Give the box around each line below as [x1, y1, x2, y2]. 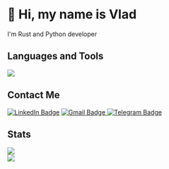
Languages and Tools [7, 50, 104, 62]
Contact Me [7, 89, 60, 101]
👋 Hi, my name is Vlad [7, 6, 137, 23]
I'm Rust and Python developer [7, 30, 98, 38]
